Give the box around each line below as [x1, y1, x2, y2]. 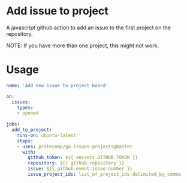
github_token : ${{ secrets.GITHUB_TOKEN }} [28, 154, 138, 161]
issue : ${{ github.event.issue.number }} [28, 166, 133, 172]
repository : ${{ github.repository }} [28, 160, 125, 166]
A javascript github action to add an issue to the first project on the [6, 24, 171, 31]
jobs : [6, 121, 20, 127]
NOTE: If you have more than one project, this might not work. [6, 42, 159, 49]
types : [17, 105, 34, 111]
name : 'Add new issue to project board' [6, 83, 109, 89]
